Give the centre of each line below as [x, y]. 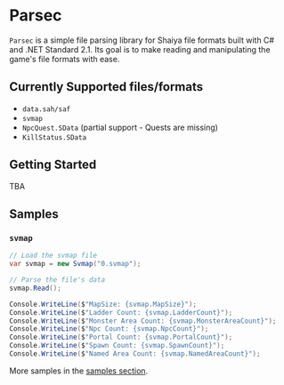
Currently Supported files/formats [106, 87]
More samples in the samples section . [79, 371]
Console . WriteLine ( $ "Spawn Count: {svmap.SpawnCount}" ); [117, 346]
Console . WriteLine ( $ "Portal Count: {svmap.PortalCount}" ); [121, 337]
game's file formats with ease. [65, 59]
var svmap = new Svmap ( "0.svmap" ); [75, 264]
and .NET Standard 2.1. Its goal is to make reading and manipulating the [140, 49]
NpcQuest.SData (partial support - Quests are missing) [120, 127]
